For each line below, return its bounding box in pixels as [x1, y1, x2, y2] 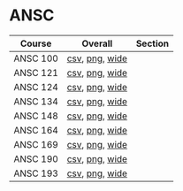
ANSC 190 [13, 152, 59, 164]
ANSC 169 [13, 138, 59, 150]
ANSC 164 [13, 124, 59, 136]
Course [19, 37, 52, 50]
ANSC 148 [13, 110, 59, 122]
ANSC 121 [13, 66, 59, 79]
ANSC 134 [13, 95, 59, 107]
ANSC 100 [13, 52, 59, 65]
